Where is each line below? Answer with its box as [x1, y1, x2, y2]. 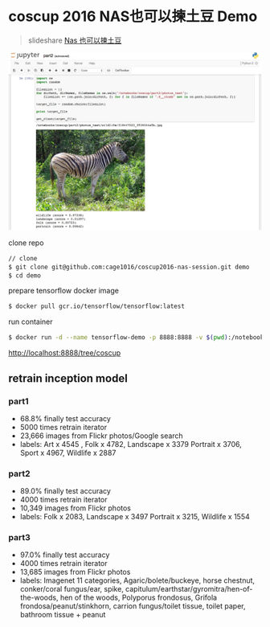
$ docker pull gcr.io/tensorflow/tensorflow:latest [8, 302, 185, 310]
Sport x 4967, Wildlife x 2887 [19, 448, 117, 457]
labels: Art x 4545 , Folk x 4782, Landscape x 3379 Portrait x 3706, [19, 439, 243, 449]
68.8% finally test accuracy [19, 413, 111, 423]
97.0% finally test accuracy [19, 550, 110, 559]
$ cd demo [8, 271, 42, 280]
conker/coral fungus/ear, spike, [19, 584, 125, 594]
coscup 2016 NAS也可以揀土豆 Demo [8, 7, 258, 26]
